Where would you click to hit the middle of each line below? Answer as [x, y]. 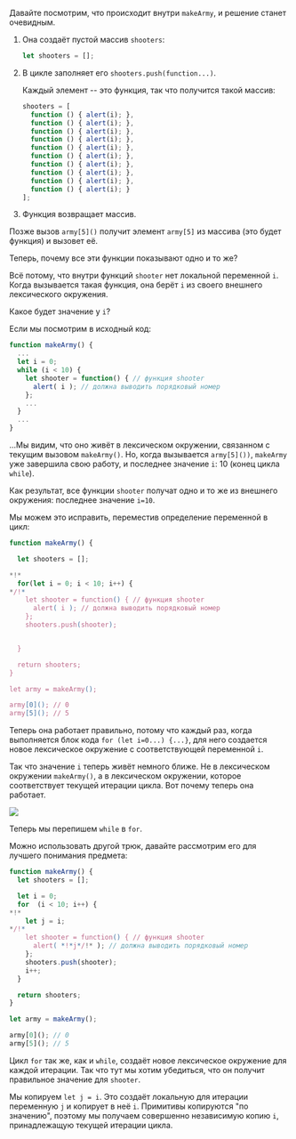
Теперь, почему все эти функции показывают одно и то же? [124, 258]
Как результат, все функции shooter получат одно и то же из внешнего [144, 490]
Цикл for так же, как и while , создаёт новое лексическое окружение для [148, 1060]
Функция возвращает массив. [79, 214]
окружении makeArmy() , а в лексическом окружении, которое [125, 776]
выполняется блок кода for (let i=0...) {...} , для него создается [138, 740]
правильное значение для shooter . [75, 1079]
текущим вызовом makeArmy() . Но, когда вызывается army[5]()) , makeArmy [148, 454]
